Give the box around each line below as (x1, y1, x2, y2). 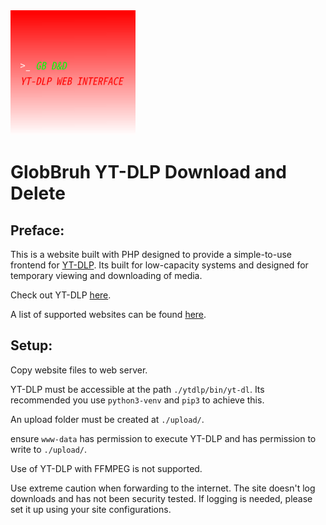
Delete (10, 182, 66, 205)
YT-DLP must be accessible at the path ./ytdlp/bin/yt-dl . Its (10, 383, 265, 395)
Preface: (10, 222, 65, 239)
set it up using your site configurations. (10, 503, 172, 515)
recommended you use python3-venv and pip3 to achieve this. (10, 394, 265, 406)
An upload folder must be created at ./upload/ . (10, 413, 205, 425)
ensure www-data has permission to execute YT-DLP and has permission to (10, 432, 317, 444)
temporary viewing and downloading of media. (10, 270, 203, 281)
